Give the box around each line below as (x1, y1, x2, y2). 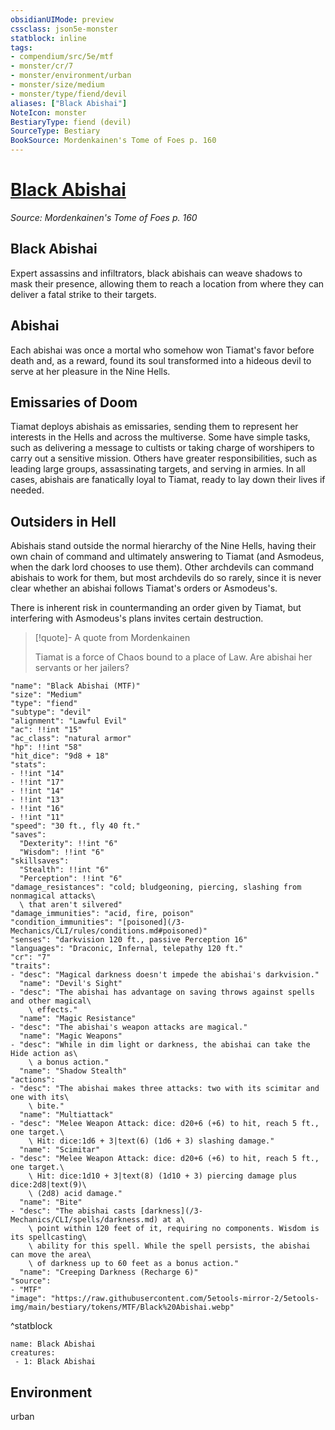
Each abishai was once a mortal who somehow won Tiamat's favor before (10, 344, 315, 356)
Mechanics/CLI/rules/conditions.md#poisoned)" (10, 926, 208, 936)
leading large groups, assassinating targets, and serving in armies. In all (10, 463, 306, 475)
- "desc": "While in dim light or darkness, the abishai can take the (10, 1040, 311, 1050)
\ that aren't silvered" (19, 900, 123, 910)
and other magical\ (10, 996, 92, 1006)
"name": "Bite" (19, 1197, 83, 1208)
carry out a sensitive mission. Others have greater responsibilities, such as (10, 452, 318, 465)
